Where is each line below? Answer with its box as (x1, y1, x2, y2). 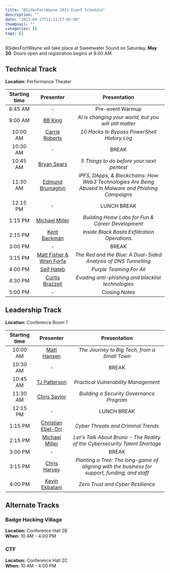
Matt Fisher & (37, 251, 69, 258)
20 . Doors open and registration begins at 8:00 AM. (5, 50, 113, 56)
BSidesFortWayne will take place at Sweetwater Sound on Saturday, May (5, 45, 157, 51)
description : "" (5, 12, 39, 17)
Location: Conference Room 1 (5, 319, 68, 325)
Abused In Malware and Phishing (79, 185, 158, 192)
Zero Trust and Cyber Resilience (78, 480, 155, 487)
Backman (41, 234, 64, 241)
